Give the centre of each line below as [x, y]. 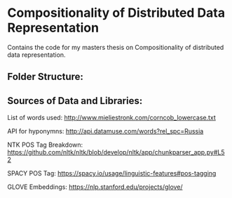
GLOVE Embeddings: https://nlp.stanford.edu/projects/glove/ [95, 187]
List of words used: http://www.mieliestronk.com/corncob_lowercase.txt [111, 118]
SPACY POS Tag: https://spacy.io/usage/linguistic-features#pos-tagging [112, 173]
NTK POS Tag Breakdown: [45, 145]
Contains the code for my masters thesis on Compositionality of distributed [116, 47]
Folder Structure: [46, 77]
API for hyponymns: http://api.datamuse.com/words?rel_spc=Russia [105, 131]
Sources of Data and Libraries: [75, 101]
